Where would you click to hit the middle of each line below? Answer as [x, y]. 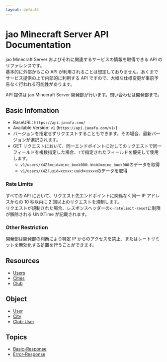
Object [16, 299]
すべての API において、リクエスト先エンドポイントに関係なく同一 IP [76, 195]
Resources [23, 261]
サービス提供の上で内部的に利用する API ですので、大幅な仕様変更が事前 [80, 78]
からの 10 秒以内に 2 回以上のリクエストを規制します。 [66, 202]
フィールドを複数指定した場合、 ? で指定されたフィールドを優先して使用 [86, 152]
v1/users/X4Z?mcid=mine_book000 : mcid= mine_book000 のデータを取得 [90, 165]
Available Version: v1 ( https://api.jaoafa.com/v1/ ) [65, 128]
